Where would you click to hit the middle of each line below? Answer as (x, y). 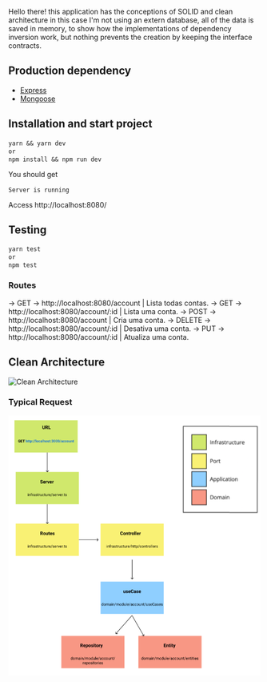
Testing (28, 230)
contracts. (25, 46)
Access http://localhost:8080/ (58, 204)
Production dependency (70, 71)
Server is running (39, 190)
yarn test (25, 249)
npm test (23, 265)
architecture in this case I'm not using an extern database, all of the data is (131, 20)
